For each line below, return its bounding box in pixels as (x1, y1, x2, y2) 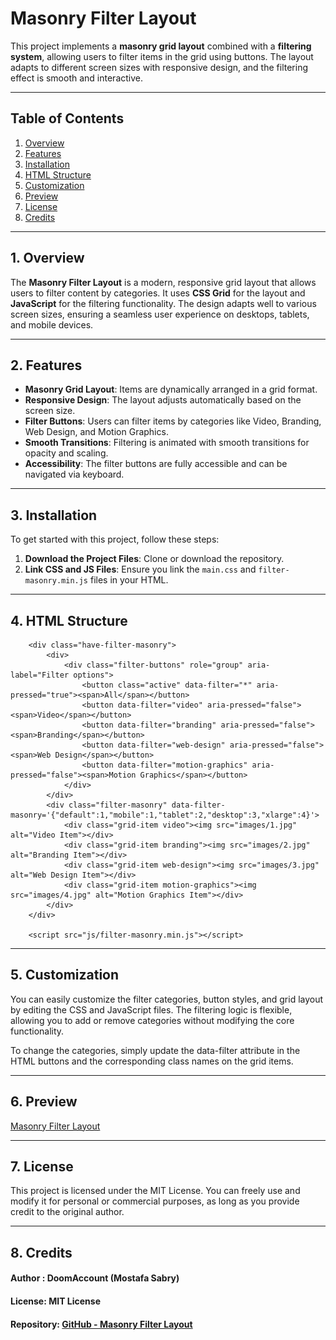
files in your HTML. (89, 574, 169, 586)
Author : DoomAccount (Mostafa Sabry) (10, 1272, 180, 1284)
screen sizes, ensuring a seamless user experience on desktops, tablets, (10, 308, 310, 320)
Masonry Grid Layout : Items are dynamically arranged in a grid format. (24, 383, 318, 396)
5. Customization (10, 967, 120, 984)
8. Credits (10, 1244, 73, 1261)
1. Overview (10, 250, 85, 267)
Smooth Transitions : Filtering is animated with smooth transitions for (24, 437, 310, 449)
